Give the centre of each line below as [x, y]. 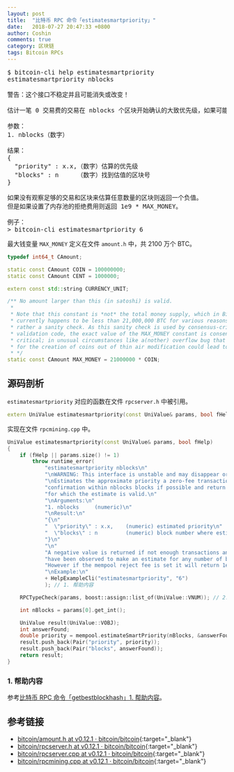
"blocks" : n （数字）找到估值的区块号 [83, 175]
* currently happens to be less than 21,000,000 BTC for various [107, 321]
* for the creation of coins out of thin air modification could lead [115, 347]
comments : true [29, 40]
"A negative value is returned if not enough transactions [132, 553]
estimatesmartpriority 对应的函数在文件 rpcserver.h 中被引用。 [99, 401]
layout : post [26, 14]
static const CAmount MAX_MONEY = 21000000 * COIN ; [84, 360]
